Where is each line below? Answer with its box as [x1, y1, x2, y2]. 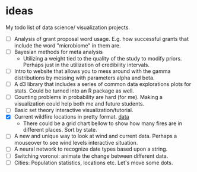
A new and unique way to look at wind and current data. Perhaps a [14, 132, 177, 140]
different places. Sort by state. [23, 126, 97, 133]
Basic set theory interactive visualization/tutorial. [14, 107, 134, 114]
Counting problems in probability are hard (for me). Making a [14, 94, 163, 101]
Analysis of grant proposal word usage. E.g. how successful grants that [14, 35, 189, 42]
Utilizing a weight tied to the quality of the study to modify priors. [23, 55, 182, 62]
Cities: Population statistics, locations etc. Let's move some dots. [14, 159, 173, 166]
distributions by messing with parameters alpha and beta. [14, 74, 155, 81]
